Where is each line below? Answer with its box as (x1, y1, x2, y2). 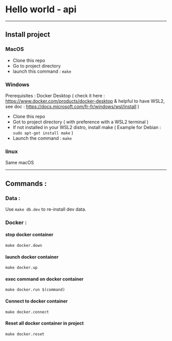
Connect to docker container (5, 298, 68, 304)
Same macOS (5, 160, 34, 166)
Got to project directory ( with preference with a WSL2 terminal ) (12, 119, 149, 125)
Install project (5, 30, 50, 39)
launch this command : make (12, 68, 72, 74)
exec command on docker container (5, 275, 83, 282)
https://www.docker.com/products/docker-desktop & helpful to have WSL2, (5, 98, 165, 104)
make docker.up (5, 265, 38, 270)
